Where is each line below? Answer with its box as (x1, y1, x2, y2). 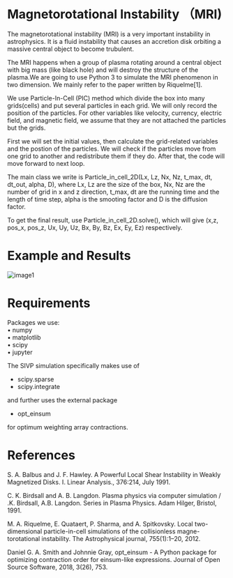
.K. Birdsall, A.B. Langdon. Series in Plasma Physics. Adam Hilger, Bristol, (7, 499, 218, 507)
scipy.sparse (17, 374, 54, 383)
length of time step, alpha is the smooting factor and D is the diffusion (7, 195, 208, 203)
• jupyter (7, 348, 33, 356)
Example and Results (7, 248, 131, 264)
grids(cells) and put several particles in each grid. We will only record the (7, 101, 218, 109)
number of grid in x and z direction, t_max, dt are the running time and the (7, 188, 220, 196)
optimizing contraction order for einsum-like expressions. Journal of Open (7, 555, 220, 563)
